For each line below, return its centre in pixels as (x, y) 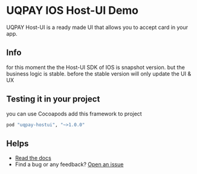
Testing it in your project (53, 99)
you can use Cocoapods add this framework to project (74, 114)
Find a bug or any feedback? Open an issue (69, 164)
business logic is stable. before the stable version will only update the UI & (99, 74)
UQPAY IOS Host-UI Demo (73, 11)
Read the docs (33, 158)
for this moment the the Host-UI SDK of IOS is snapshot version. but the (96, 67)
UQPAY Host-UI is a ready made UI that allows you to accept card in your (97, 27)
